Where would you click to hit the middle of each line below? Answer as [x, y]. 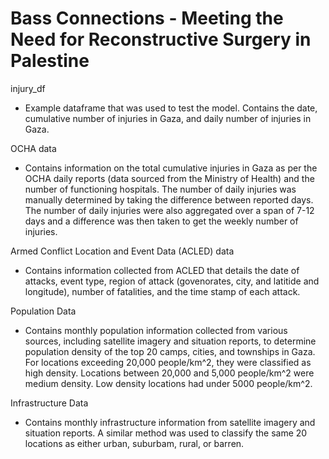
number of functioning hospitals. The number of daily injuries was [160, 189]
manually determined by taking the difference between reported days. [169, 199]
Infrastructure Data [49, 403]
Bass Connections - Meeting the [147, 18]
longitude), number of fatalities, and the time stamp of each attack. [162, 291]
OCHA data [33, 148]
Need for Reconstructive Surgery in [161, 39]
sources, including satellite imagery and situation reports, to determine [170, 341]
